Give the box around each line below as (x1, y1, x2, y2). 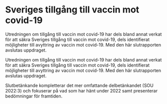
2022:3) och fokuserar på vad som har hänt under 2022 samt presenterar (5, 87, 158, 93)
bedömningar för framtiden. (5, 93, 63, 99)
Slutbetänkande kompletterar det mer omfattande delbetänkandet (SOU (5, 82, 154, 88)
